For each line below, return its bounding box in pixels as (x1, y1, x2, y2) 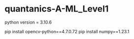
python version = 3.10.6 (4, 19, 52, 25)
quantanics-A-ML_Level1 (4, 3, 109, 14)
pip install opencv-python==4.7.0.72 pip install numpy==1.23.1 (4, 28, 130, 34)
